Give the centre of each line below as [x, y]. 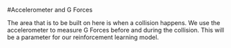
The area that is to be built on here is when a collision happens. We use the [114, 23]
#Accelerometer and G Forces [50, 10]
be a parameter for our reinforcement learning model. [83, 37]
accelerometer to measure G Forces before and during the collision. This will [115, 30]
